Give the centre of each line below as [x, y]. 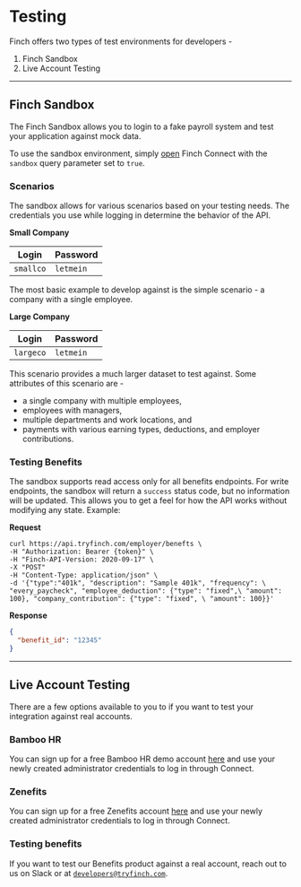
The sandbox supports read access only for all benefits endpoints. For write [149, 482]
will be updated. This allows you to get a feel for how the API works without [148, 500]
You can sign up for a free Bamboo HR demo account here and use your [142, 759]
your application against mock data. [75, 135]
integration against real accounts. [71, 716]
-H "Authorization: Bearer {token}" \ [82, 552]
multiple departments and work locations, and [107, 420]
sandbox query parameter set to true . [77, 162]
